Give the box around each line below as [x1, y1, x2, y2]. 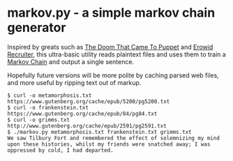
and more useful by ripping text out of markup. [7, 78, 142, 86]
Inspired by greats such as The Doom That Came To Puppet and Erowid [7, 43, 213, 51]
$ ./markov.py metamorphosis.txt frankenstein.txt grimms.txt [7, 128, 192, 135]
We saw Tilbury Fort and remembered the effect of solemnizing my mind [7, 135, 220, 141]
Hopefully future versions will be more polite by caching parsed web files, [7, 71, 220, 79]
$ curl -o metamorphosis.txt [7, 92, 92, 99]
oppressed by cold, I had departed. [7, 146, 114, 154]
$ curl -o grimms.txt [7, 116, 70, 123]
